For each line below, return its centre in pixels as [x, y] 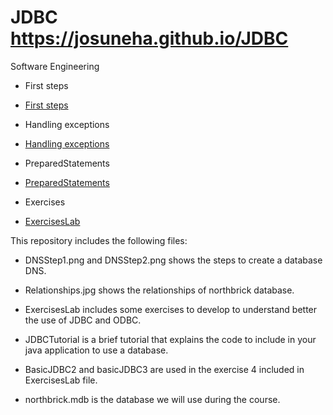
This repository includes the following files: [99, 240]
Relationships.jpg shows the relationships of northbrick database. [159, 290]
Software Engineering [55, 66]
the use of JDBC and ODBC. [83, 320]
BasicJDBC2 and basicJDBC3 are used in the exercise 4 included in [164, 369]
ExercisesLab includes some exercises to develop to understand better [171, 309]
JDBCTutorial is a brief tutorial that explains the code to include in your [170, 339]
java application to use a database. [96, 350]
